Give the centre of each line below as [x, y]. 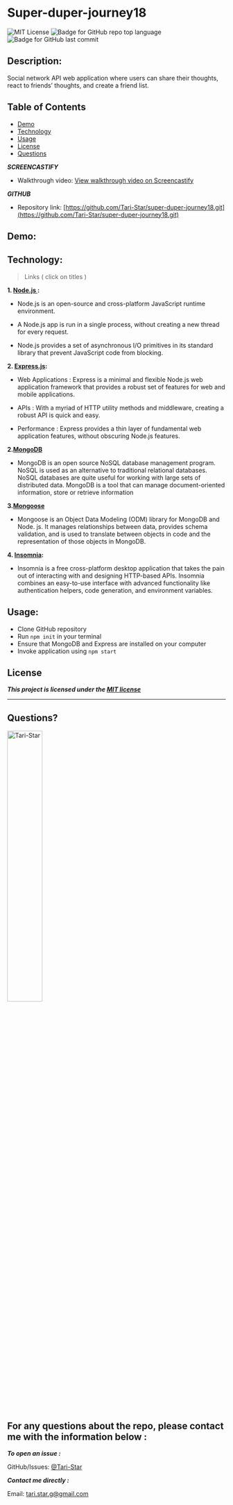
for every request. [43, 332]
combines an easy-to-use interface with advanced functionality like [114, 583]
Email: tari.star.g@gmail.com [48, 1494]
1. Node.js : [24, 290]
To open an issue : [34, 1454]
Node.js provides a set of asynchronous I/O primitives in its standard [115, 345]
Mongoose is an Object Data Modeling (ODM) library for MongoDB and [118, 519]
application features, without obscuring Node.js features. [98, 436]
